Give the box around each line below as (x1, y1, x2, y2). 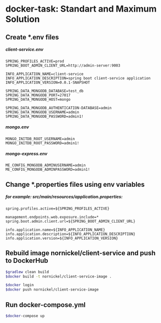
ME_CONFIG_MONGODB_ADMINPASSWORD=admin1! (5, 167, 90, 172)
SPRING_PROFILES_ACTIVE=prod (5, 59, 64, 64)
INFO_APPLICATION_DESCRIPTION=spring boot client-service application (5, 76, 151, 81)
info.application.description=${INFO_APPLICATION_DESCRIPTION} (5, 231, 136, 236)
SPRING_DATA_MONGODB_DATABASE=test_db (5, 88, 84, 93)
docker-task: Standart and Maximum (5, 3, 157, 15)
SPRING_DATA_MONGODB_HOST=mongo (5, 97, 71, 102)
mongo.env (5, 124, 29, 130)
